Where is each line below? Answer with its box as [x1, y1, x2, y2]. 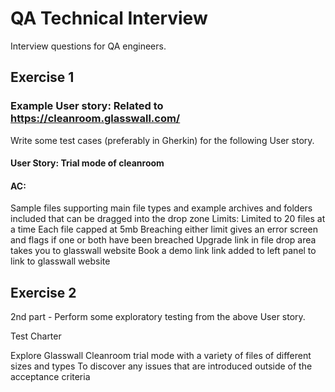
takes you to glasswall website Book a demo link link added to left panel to [10, 245, 317, 257]
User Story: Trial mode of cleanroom [10, 157, 165, 169]
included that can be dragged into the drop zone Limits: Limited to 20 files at [10, 213, 326, 225]
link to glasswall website [10, 255, 111, 267]
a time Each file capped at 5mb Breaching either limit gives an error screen [10, 223, 318, 236]
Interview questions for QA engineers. [10, 40, 167, 52]
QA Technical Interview [10, 7, 208, 30]
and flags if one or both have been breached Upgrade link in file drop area [10, 234, 317, 246]
